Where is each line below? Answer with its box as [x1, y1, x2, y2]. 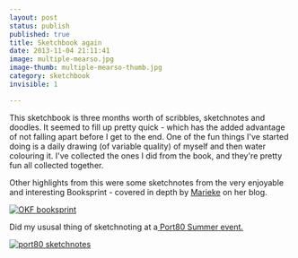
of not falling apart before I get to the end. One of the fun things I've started [9, 131, 289, 142]
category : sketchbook [9, 72, 91, 81]
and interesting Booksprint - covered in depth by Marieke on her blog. [9, 186, 267, 197]
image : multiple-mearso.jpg [9, 55, 115, 64]
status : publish [9, 21, 70, 30]
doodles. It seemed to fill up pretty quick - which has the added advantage [9, 122, 285, 133]
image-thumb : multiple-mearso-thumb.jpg [9, 64, 163, 73]
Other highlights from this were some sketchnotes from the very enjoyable [9, 176, 285, 188]
